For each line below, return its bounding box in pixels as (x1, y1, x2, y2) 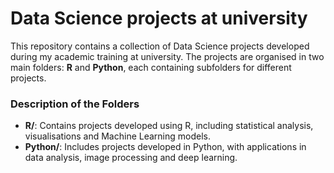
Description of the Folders (10, 97, 140, 111)
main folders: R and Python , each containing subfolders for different (10, 61, 292, 73)
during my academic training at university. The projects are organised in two (10, 50, 325, 62)
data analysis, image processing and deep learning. (24, 152, 238, 164)
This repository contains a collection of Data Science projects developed (10, 40, 310, 52)
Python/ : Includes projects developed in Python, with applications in (24, 141, 307, 153)
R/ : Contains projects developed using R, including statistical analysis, (24, 120, 314, 132)
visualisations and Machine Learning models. (24, 130, 211, 142)
